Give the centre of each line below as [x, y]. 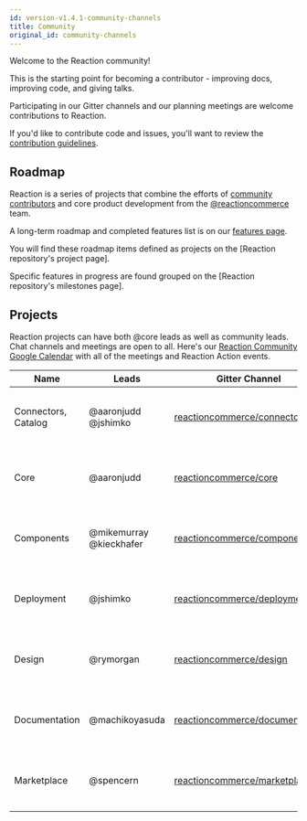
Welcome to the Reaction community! [80, 61]
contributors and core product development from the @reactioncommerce [149, 204]
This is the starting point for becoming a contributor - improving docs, [141, 79]
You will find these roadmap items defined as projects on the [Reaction [143, 249]
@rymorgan [114, 659]
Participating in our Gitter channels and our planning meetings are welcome [152, 106]
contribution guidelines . [54, 144]
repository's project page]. [60, 259]
